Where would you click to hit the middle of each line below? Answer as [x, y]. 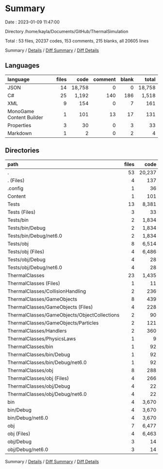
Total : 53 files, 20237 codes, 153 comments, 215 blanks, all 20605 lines [77, 41]
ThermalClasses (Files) [34, 283]
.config [16, 188]
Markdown [20, 133]
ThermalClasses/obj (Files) [38, 378]
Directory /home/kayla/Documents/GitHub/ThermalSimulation [67, 31]
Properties [19, 125]
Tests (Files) [22, 212]
